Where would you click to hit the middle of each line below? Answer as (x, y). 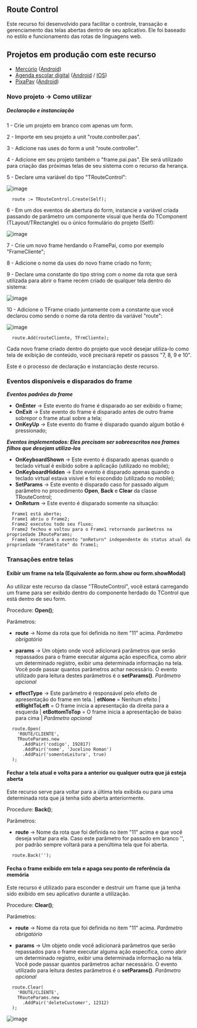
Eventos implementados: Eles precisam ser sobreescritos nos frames (93, 442)
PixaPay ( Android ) (37, 81)
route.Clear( (28, 988)
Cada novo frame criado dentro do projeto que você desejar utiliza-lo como (98, 349)
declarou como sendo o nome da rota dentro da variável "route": (85, 316)
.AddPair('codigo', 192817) (57, 744)
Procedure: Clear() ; (30, 905)
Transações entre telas (40, 559)
